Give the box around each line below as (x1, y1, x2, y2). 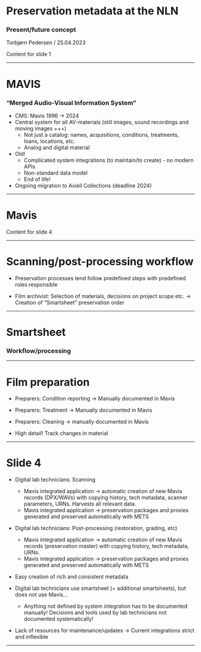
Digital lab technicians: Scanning (14, 476, 96, 483)
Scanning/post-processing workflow (6, 255, 194, 268)
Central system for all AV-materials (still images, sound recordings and (14, 118, 189, 125)
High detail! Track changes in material (14, 430, 109, 437)
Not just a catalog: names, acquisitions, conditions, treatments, (23, 131, 179, 138)
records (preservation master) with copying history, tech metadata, (23, 543, 190, 550)
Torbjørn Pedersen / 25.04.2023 (6, 39, 86, 46)
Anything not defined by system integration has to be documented (23, 602, 188, 610)
